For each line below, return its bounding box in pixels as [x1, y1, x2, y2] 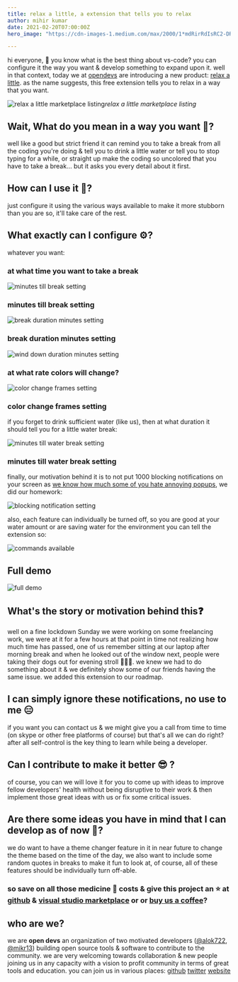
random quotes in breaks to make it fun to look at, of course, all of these [7, 858, 218, 867]
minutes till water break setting [7, 457, 117, 467]
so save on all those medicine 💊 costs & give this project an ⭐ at [7, 884, 229, 894]
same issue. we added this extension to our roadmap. [7, 672, 164, 682]
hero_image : [7, 30, 42, 38]
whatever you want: [7, 248, 65, 256]
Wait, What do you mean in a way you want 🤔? [7, 120, 215, 132]
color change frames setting [7, 401, 107, 411]
